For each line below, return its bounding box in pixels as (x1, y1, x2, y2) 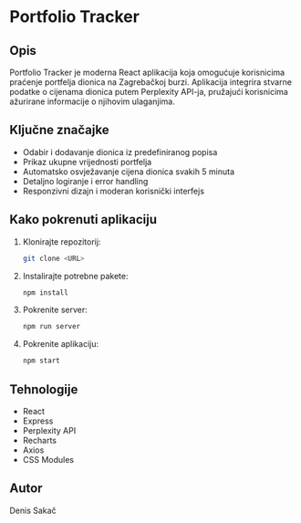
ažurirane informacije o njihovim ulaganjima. (9, 96, 175, 107)
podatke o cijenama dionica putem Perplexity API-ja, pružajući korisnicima (9, 87, 289, 97)
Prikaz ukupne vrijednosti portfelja (22, 156, 152, 167)
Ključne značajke (9, 122, 109, 138)
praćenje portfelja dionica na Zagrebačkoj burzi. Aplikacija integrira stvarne (9, 77, 292, 88)
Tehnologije (9, 382, 78, 397)
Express (22, 415, 54, 426)
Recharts (22, 434, 57, 445)
